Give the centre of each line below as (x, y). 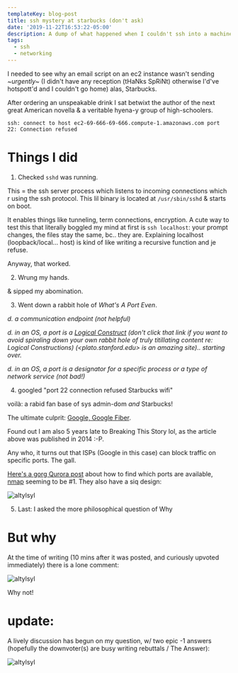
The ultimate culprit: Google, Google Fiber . (69, 417)
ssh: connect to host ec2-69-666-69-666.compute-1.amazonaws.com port (114, 123)
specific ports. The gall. (42, 460)
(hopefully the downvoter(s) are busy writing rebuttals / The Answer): (109, 648)
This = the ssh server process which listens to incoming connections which (117, 191)
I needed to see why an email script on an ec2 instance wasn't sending (111, 73)
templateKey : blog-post (42, 14)
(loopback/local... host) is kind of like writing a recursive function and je (112, 242)
